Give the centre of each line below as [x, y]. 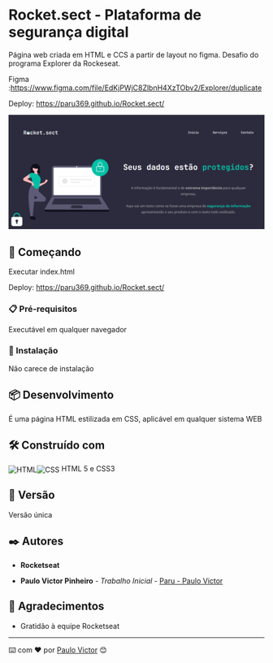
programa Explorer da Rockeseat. [64, 63]
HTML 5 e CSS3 [88, 469]
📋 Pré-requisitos [43, 309]
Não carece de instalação [51, 368]
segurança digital [69, 32]
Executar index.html [42, 272]
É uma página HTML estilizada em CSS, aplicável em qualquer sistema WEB [135, 418]
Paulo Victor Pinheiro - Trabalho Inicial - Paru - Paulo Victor [121, 581]
